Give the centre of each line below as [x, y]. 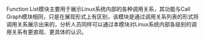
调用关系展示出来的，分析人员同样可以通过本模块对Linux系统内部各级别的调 [102, 24]
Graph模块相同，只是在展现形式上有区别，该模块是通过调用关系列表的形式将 [102, 17]
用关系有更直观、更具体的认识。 [47, 32]
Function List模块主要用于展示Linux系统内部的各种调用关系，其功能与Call [99, 9]
